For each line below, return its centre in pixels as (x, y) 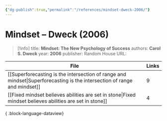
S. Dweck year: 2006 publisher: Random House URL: (72, 53)
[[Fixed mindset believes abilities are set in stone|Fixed (72, 95)
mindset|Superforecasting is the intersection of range (70, 80)
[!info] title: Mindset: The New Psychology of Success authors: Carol (89, 48)
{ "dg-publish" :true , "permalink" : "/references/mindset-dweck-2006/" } (78, 10)
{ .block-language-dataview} (35, 113)
